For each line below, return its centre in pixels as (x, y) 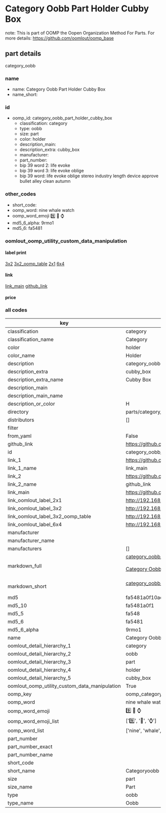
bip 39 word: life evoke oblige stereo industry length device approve (89, 176)
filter (13, 428)
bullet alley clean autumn (45, 181)
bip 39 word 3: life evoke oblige (52, 171)
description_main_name (35, 396)
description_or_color (31, 404)
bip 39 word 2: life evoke (45, 165)
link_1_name (22, 468)
